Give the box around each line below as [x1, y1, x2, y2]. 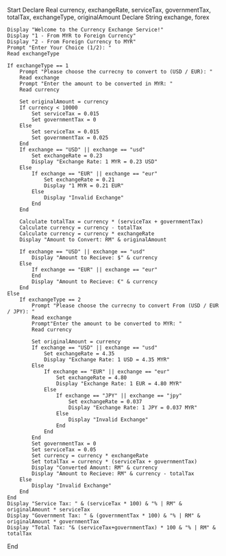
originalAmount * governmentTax [7, 518, 99, 525]
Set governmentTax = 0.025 [32, 134, 109, 141]
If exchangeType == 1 [7, 62, 69, 69]
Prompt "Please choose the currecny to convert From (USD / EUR [32, 302, 219, 309]
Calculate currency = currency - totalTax [19, 224, 142, 231]
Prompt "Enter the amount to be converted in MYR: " [19, 80, 173, 87]
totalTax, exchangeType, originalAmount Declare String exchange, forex [7, 13, 210, 21]
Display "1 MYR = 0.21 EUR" [43, 182, 125, 189]
